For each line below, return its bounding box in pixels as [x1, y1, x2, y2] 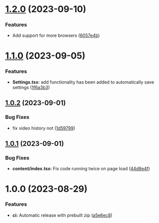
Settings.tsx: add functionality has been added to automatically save [12, 79, 155, 85]
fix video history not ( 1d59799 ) [12, 125, 76, 131]
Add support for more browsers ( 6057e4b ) [12, 32, 100, 38]
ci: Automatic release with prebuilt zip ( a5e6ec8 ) [12, 212, 113, 218]
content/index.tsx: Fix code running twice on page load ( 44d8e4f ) [12, 166, 151, 172]
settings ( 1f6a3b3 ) [12, 84, 50, 90]
